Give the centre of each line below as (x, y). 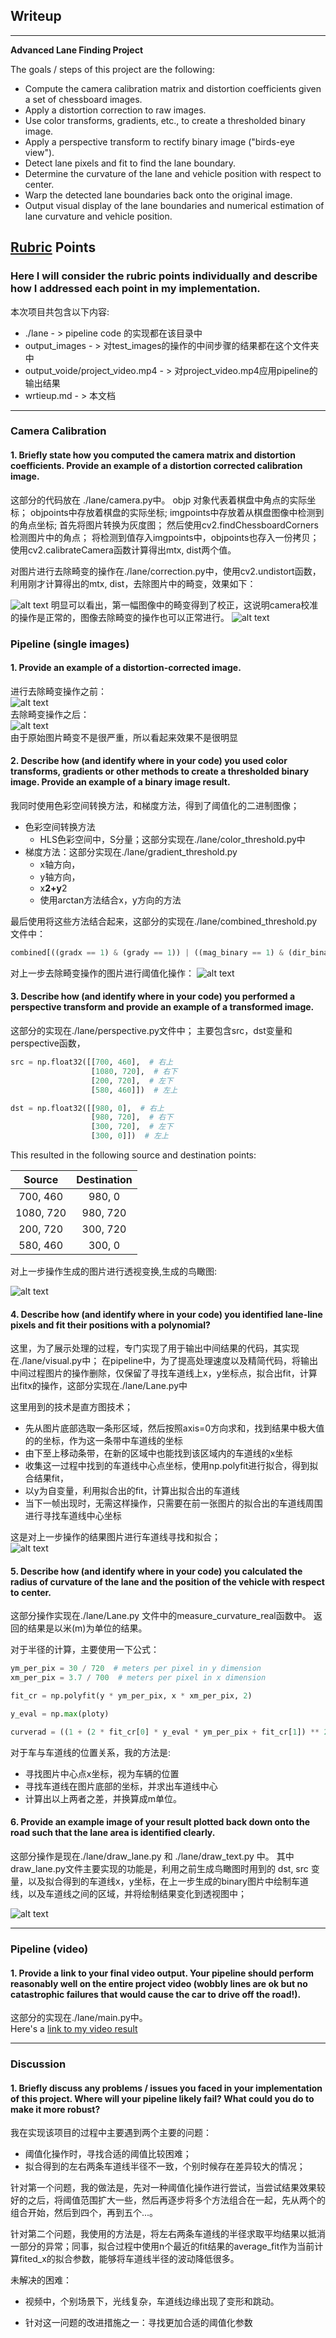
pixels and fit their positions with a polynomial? (110, 1325)
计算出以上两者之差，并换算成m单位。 (103, 1798)
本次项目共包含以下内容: (60, 311)
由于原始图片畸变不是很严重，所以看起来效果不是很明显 (124, 737)
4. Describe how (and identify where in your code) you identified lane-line (166, 1314)
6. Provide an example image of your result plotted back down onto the (160, 1822)
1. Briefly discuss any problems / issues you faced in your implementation (166, 2088)
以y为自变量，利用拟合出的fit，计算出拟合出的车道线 (132, 1491)
